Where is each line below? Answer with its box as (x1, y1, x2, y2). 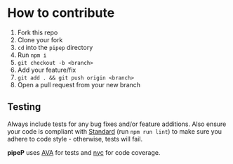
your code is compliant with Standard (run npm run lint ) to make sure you (7, 127, 222, 135)
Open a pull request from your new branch (17, 80, 141, 89)
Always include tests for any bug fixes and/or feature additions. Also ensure (7, 120, 227, 128)
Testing (7, 101, 41, 113)
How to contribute (7, 5, 115, 21)
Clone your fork (17, 35, 63, 44)
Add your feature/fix (17, 65, 76, 74)
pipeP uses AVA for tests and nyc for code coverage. (7, 148, 161, 156)
